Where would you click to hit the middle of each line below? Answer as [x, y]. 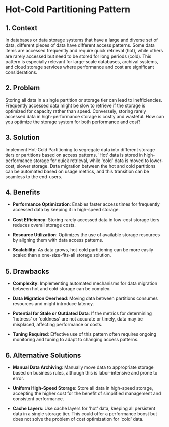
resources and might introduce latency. [53, 304]
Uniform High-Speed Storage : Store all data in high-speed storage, [83, 388]
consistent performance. [38, 399]
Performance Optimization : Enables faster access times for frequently [86, 204]
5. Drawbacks [27, 271]
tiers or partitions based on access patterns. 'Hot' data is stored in [74, 155]
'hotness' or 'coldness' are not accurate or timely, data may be [77, 319]
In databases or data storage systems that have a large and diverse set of [82, 40]
